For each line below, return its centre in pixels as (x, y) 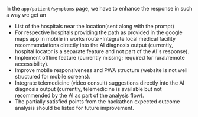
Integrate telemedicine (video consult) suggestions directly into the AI (100, 83)
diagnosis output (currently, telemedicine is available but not (88, 89)
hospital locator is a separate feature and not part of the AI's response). (102, 51)
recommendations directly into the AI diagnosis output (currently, (94, 45)
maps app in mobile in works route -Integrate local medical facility (95, 39)
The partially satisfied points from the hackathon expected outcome (97, 102)
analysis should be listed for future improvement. (74, 108)
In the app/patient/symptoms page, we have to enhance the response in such (99, 9)
